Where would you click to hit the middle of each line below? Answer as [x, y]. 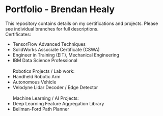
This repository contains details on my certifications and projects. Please [82, 23]
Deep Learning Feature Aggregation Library [58, 103]
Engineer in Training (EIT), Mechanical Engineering [66, 55]
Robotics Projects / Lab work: [44, 71]
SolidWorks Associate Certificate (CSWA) [56, 49]
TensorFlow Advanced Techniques [49, 44]
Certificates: [18, 34]
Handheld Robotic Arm [36, 76]
